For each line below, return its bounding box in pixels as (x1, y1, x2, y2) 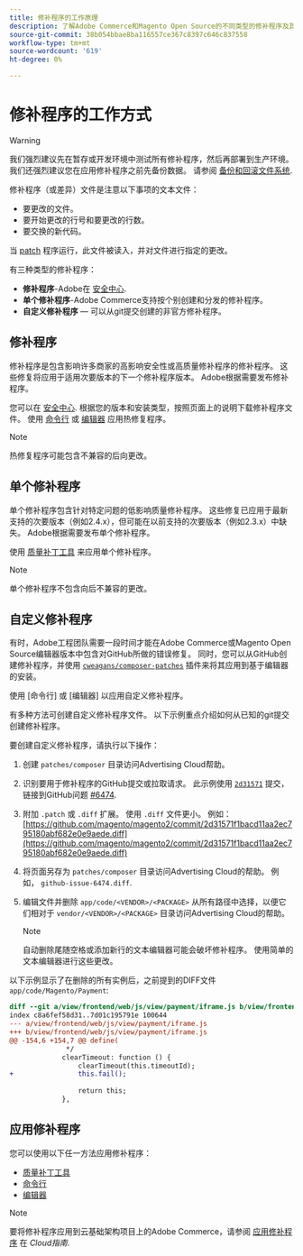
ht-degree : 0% (9, 55, 63, 64)
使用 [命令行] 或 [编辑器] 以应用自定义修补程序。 (9, 691, 188, 701)
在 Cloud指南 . (19, 1237, 70, 1248)
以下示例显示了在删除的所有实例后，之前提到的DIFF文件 (9, 975, 216, 986)
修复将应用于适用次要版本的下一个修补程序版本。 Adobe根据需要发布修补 (16, 371, 289, 382)
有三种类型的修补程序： (9, 263, 96, 275)
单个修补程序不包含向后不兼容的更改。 (9, 582, 151, 593)
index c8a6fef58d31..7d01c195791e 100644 (9, 1011, 168, 1020)
